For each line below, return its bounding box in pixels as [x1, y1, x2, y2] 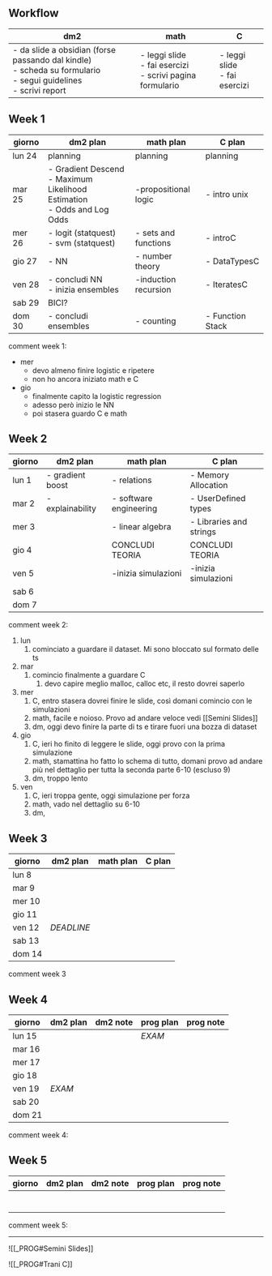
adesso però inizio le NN [32, 400, 115, 409]
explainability [45, 503, 97, 514]
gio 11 [12, 909, 38, 920]
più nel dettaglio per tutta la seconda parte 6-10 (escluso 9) [32, 765, 231, 775]
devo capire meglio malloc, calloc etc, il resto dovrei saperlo [44, 679, 245, 688]
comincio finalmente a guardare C [32, 670, 146, 680]
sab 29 [12, 297, 40, 308]
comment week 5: [8, 1220, 69, 1230]
